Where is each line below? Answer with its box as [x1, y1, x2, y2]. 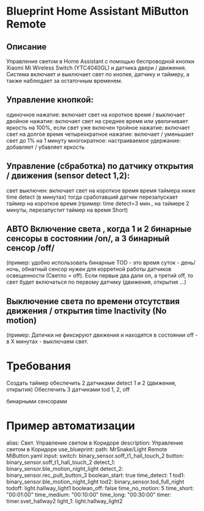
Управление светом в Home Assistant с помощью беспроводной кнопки [6, 58, 195, 65]
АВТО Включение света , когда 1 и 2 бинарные [6, 224, 192, 234]
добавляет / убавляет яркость [6, 143, 85, 151]
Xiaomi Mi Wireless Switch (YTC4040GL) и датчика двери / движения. [6, 64, 187, 71]
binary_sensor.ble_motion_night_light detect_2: [6, 465, 124, 473]
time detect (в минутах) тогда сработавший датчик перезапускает [6, 193, 178, 201]
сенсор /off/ [6, 243, 55, 254]
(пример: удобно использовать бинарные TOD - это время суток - [6, 259, 180, 266]
